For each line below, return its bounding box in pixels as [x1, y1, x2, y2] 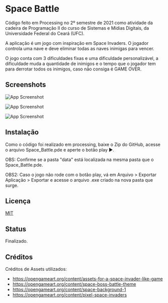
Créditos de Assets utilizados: [5, 266, 67, 272]
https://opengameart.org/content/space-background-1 [12, 286, 126, 292]
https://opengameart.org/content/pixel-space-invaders [12, 292, 127, 297]
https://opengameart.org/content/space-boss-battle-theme [12, 281, 136, 287]
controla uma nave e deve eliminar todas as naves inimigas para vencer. [5, 45, 154, 51]
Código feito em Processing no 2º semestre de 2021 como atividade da [5, 20, 153, 26]
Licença [5, 197, 31, 205]
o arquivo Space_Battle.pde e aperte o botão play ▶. [5, 146, 115, 153]
